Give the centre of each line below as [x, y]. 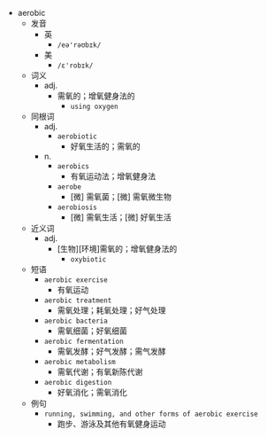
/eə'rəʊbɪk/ [79, 45]
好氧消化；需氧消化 [92, 392]
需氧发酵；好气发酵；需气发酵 [111, 351]
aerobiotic [77, 137]
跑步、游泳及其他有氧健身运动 [111, 424]
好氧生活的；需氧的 [105, 146]
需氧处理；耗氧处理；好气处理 [111, 310]
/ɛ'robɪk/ [75, 66]
